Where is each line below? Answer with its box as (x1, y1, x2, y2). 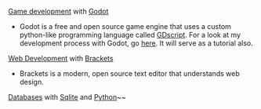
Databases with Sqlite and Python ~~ (8, 93, 127, 101)
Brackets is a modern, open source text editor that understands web (19, 69, 241, 78)
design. (19, 78, 45, 86)
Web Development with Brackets (8, 54, 114, 63)
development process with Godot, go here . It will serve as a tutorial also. (19, 38, 253, 48)
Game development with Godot (8, 7, 109, 16)
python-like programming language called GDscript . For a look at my (19, 31, 241, 39)
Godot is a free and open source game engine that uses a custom (19, 22, 231, 31)
